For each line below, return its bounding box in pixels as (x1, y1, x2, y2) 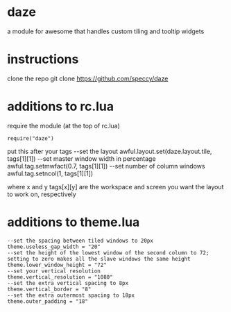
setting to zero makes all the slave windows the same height (7, 255, 191, 262)
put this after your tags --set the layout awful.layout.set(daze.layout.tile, (7, 147, 212, 155)
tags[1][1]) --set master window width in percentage (7, 154, 156, 163)
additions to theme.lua (7, 214, 140, 229)
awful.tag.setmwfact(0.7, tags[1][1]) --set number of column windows (7, 162, 205, 170)
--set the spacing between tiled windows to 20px (7, 237, 154, 244)
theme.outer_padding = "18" (7, 297, 89, 305)
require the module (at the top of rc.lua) (7, 121, 120, 130)
